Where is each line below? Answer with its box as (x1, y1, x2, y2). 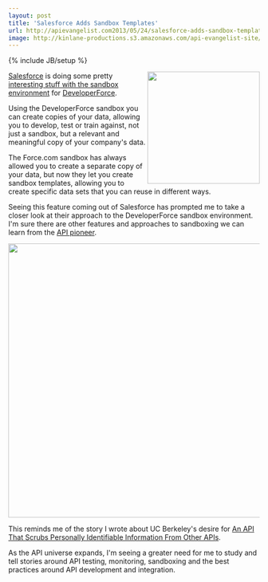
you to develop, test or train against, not (8, 120, 140, 130)
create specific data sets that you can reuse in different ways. (8, 187, 211, 196)
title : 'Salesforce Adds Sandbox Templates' (8, 19, 159, 27)
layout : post (8, 11, 52, 20)
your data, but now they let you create (8, 170, 134, 179)
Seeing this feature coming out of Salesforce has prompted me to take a (8, 203, 246, 212)
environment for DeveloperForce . (8, 88, 117, 98)
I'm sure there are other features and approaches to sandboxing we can (8, 219, 245, 229)
